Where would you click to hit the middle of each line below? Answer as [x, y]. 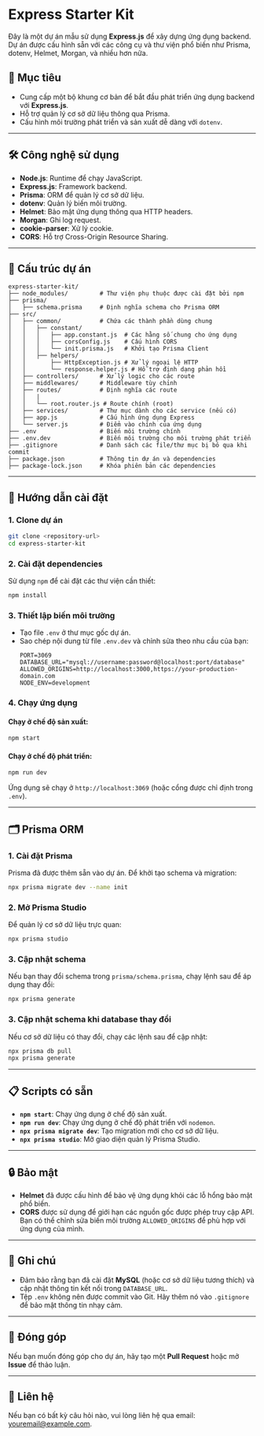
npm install [27, 596]
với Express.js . [44, 105]
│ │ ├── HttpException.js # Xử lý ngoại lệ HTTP [103, 363]
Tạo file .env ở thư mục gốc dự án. [75, 633]
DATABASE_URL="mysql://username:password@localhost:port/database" [132, 662]
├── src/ [22, 314]
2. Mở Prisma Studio [48, 907]
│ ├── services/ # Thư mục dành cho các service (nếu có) [123, 411]
